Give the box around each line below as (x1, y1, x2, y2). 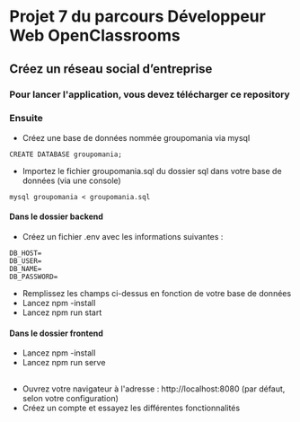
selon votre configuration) (22, 392, 119, 403)
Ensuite (9, 112, 43, 125)
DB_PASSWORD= (9, 272, 58, 281)
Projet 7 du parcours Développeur (9, 6, 267, 27)
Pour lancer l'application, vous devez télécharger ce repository (9, 88, 290, 101)
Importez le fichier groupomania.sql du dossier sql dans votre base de (22, 165, 282, 176)
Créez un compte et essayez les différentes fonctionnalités (22, 402, 241, 413)
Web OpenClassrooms (9, 25, 181, 46)
